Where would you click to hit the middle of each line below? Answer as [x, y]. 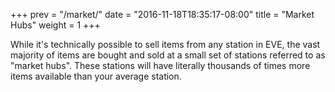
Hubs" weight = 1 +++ [55, 25]
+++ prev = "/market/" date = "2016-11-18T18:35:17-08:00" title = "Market [162, 14]
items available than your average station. [96, 76]
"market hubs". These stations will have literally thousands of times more [160, 65]
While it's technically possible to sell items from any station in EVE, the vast [165, 44]
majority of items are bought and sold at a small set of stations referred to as [168, 55]
